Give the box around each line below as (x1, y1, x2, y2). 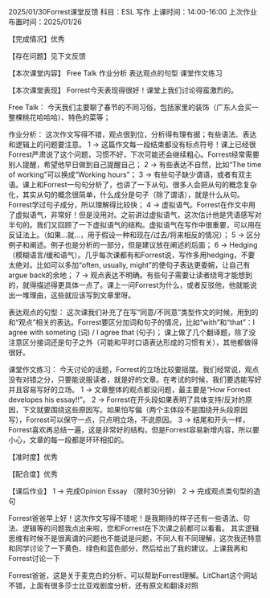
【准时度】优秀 (8, 453, 58, 461)
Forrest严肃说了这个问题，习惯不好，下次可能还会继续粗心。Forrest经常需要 (8, 149, 260, 159)
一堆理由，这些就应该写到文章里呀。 (14, 290, 135, 300)
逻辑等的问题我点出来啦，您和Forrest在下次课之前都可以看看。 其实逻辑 (22, 523, 260, 533)
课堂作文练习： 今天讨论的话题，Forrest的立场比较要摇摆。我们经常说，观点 (8, 365, 260, 374)
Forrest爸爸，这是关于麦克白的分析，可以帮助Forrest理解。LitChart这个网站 (8, 571, 258, 580)
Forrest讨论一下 (8, 554, 60, 563)
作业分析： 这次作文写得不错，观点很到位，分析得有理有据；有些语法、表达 (8, 129, 257, 139)
